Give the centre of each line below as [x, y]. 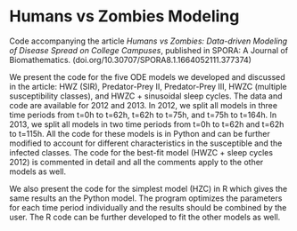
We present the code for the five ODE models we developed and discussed [147, 76]
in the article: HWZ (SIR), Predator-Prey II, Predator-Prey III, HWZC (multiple [148, 86]
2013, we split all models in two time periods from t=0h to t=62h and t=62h [147, 124]
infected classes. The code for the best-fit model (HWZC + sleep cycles [141, 152]
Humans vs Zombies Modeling [124, 16]
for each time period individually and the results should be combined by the [148, 207]
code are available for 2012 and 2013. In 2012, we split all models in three [144, 105]
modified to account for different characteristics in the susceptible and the [146, 143]
